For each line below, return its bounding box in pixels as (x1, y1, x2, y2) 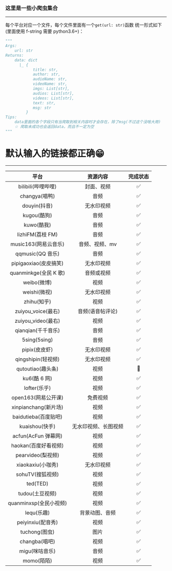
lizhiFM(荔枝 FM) (17, 231, 58, 238)
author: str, (32, 72, 60, 77)
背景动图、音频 (79, 509, 116, 516)
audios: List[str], (32, 91, 74, 96)
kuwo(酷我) (24, 221, 51, 228)
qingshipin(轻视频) (15, 356, 60, 363)
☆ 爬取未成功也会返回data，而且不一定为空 (14, 124, 95, 129)
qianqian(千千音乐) (14, 326, 60, 334)
